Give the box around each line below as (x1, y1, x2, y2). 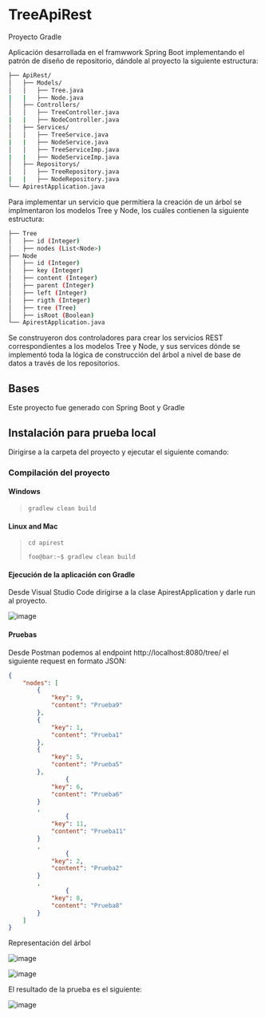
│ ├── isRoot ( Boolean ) (8, 311, 94, 319)
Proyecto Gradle (8, 32, 62, 42)
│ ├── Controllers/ (8, 101, 81, 109)
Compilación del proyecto (8, 467, 110, 478)
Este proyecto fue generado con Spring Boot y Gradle (8, 403, 185, 413)
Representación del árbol (8, 938, 91, 948)
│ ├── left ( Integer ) (8, 289, 88, 297)
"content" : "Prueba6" (50, 790, 124, 798)
